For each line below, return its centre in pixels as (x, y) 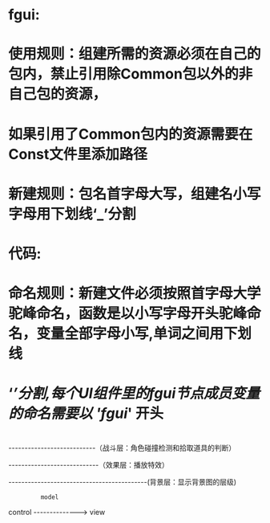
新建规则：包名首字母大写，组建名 (121, 194)
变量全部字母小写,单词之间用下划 (144, 334)
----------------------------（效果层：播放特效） (89, 464)
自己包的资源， (58, 94)
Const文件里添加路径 (78, 154)
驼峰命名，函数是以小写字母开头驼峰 (128, 314)
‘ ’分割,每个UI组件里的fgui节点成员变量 (134, 393)
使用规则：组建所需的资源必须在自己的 (135, 54)
